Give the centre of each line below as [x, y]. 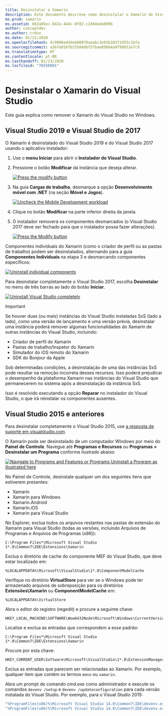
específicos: [18, 262]
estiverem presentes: [27, 482]
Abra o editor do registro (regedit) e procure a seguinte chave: [69, 609]
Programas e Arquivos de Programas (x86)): [51, 533]
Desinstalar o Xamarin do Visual [73, 90]
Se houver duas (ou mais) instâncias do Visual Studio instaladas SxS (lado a [83, 316]
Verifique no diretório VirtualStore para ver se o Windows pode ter [74, 580]
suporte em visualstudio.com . [36, 431]
